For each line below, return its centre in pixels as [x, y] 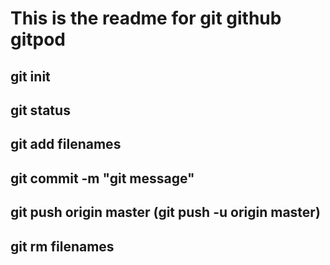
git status [40, 110]
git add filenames [66, 144]
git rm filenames [62, 246]
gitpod [38, 39]
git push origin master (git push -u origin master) [165, 212]
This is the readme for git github [146, 18]
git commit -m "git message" [102, 178]
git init [30, 76]
